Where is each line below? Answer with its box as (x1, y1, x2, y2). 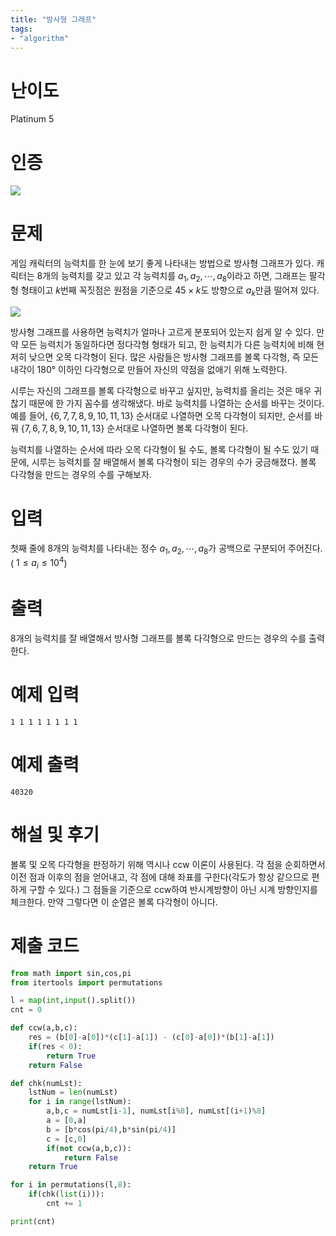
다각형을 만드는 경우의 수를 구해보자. (10, 468, 152, 480)
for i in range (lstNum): (28, 1097, 132, 1107)
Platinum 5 (10, 113, 55, 125)
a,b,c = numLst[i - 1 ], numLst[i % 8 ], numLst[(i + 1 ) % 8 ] (46, 1106, 267, 1116)
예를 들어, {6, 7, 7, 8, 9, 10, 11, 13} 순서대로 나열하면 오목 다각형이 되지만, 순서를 (10, 409, 313, 421)
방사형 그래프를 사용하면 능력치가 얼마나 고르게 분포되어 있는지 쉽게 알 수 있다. (10, 326, 315, 338)
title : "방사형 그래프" (10, 14, 97, 25)
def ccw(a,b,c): (10, 1023, 78, 1033)
